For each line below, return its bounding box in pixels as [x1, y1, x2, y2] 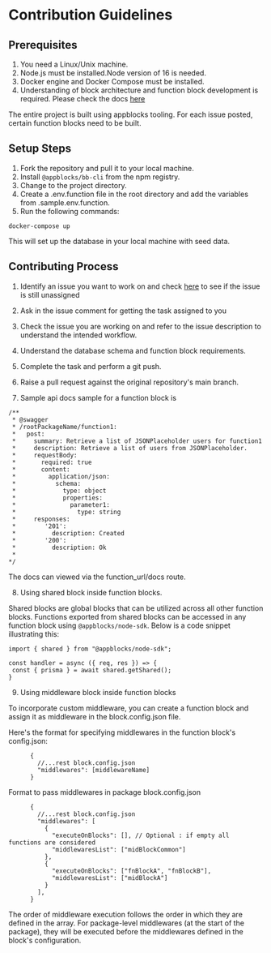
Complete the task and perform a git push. [19, 361, 162, 371]
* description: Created [11, 529, 125, 537]
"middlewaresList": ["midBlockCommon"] [51, 845, 186, 853]
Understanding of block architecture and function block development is [19, 85, 259, 95]
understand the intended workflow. [19, 330, 138, 340]
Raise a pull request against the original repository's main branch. [19, 377, 239, 387]
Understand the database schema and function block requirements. [19, 346, 247, 355]
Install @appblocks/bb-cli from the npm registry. [19, 172, 180, 182]
